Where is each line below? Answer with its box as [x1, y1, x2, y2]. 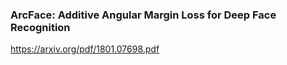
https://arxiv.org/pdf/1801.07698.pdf [10, 43, 160, 55]
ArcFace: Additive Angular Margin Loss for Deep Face [10, 8, 277, 22]
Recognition [10, 20, 71, 34]
